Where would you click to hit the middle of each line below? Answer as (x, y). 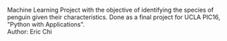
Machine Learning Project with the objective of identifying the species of (110, 10)
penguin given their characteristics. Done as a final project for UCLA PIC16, (114, 17)
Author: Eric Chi (30, 31)
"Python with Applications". (46, 24)
